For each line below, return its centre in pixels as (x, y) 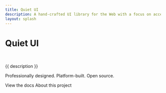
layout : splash (21, 19)
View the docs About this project (38, 85)
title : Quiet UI (22, 10)
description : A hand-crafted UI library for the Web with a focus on (78, 14)
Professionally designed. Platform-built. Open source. (60, 76)
